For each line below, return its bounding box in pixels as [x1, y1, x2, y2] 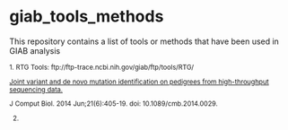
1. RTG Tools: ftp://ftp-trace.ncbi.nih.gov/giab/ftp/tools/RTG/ [9, 63, 195, 72]
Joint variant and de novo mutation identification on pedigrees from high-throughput [9, 77, 269, 86]
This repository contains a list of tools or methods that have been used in [9, 36, 280, 47]
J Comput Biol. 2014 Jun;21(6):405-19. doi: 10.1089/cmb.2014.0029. [9, 100, 218, 108]
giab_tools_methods [9, 6, 164, 27]
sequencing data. [9, 85, 63, 94]
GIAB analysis [9, 45, 61, 56]
